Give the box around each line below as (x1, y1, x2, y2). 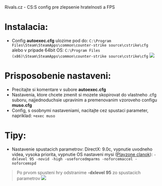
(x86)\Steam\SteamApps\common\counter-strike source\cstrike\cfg (11, 54, 148, 59)
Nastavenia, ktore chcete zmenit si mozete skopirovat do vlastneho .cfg (11, 92, 157, 97)
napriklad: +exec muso (11, 113, 55, 119)
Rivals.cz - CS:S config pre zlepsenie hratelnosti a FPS (4, 4, 115, 10)
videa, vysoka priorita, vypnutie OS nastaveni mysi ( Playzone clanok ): (11, 151, 153, 157)
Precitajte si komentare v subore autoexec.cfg (11, 86, 107, 93)
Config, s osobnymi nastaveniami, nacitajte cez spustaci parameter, (11, 107, 149, 113)
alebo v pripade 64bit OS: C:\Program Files (11, 47, 100, 53)
